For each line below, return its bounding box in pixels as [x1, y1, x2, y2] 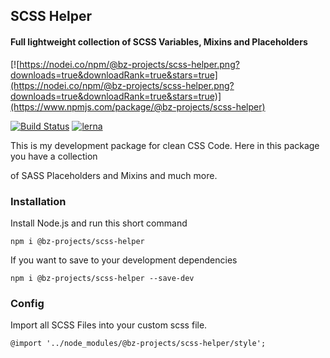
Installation [10, 194, 67, 208]
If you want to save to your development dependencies [10, 254, 238, 266]
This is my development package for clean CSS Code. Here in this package [10, 139, 320, 151]
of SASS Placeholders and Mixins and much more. [10, 169, 218, 181]
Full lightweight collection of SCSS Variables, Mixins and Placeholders [10, 35, 308, 48]
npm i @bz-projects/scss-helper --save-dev [10, 273, 195, 283]
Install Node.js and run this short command [10, 217, 188, 229]
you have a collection [10, 150, 98, 162]
